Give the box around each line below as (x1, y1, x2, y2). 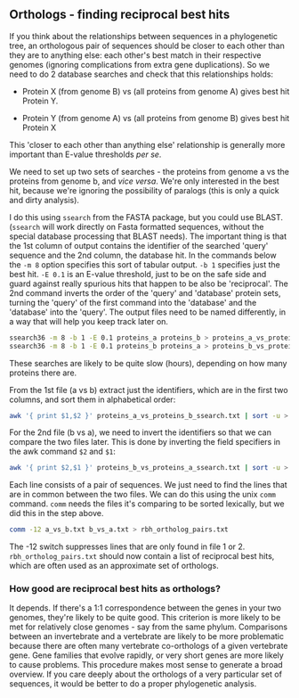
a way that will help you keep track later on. (9, 316, 169, 326)
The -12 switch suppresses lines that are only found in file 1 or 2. (9, 541, 246, 552)
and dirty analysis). (9, 194, 80, 205)
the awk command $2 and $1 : (9, 446, 116, 457)
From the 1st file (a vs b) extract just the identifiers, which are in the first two (9, 384, 288, 395)
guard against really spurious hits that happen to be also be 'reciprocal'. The (9, 278, 289, 289)
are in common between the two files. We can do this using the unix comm (9, 489, 276, 500)
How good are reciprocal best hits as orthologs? (9, 583, 221, 595)
